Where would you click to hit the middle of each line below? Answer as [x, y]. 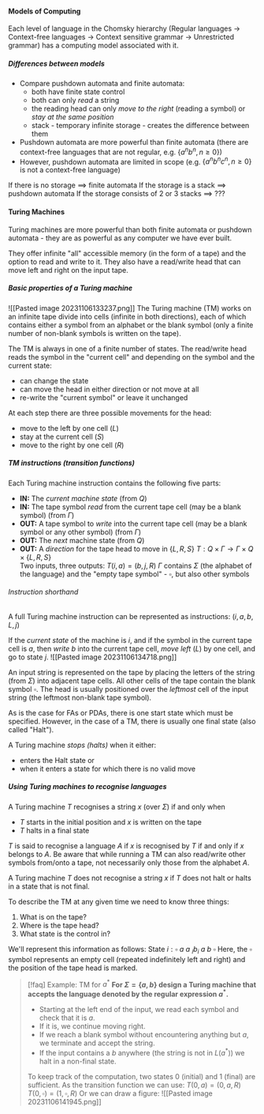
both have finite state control [78, 92]
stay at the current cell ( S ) [62, 436]
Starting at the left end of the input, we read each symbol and [139, 1009]
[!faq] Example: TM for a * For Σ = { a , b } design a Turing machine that [142, 984]
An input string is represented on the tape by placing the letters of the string [132, 672]
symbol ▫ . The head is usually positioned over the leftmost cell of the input [128, 689]
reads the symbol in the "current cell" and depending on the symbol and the [132, 357]
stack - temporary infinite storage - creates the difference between [140, 126]
